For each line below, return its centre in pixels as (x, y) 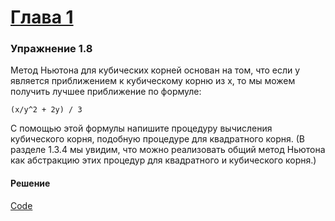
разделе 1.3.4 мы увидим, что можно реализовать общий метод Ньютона (168, 150)
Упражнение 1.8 (51, 49)
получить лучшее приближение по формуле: (106, 92)
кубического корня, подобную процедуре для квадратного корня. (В (157, 139)
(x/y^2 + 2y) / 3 (46, 110)
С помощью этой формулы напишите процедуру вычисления (141, 128)
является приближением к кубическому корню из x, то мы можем (153, 81)
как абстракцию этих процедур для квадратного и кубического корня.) (163, 160)
